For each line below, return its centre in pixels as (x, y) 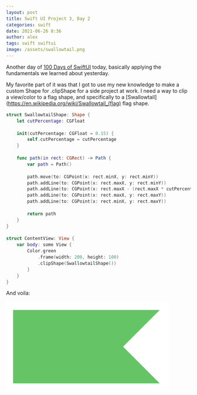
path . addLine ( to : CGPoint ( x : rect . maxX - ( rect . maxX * (96, 189)
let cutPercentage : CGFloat (51, 121)
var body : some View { (44, 245)
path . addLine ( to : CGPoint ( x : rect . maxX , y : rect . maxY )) (97, 195)
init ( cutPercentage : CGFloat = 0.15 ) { (65, 133)
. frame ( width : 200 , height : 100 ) (78, 257)
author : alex (22, 37)
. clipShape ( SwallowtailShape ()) (77, 263)
